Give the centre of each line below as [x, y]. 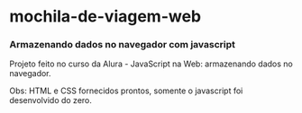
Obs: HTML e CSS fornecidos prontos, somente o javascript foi [126, 91]
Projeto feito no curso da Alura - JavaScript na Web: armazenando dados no [151, 64]
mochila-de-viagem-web [105, 17]
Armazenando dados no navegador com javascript [123, 45]
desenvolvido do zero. [51, 100]
